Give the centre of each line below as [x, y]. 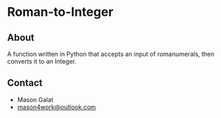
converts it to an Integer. [42, 61]
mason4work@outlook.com [57, 107]
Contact [25, 83]
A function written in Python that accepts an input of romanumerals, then [111, 54]
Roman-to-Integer [60, 12]
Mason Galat [35, 99]
